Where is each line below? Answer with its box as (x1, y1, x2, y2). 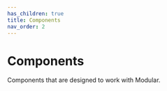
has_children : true (7, 10, 64, 17)
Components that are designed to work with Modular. (7, 76, 161, 84)
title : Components (7, 17, 61, 24)
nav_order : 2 (7, 23, 45, 30)
